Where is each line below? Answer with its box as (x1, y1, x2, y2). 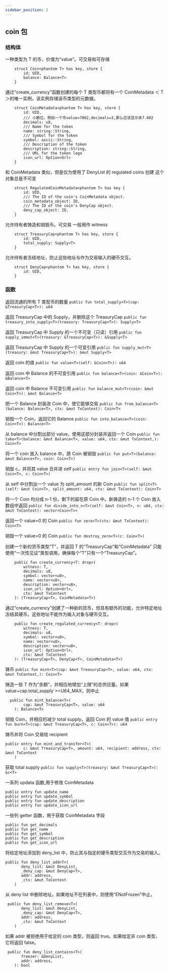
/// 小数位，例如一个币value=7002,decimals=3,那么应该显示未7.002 (23, 115, 154, 120)
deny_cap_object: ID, (23, 208, 69, 213)
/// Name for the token (23, 124, 73, 130)
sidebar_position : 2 (5, 7, 49, 13)
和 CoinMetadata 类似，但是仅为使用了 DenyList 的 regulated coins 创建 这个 (5, 169, 164, 175)
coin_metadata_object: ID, (23, 199, 80, 204)
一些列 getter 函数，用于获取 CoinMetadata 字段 (5, 812, 105, 818)
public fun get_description (5, 835, 65, 840)
